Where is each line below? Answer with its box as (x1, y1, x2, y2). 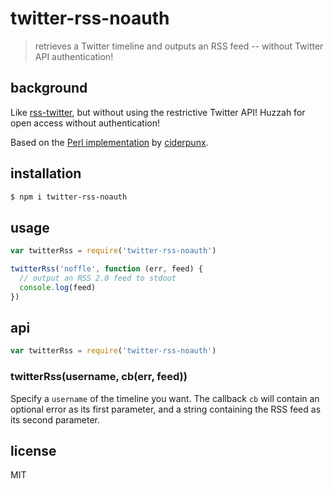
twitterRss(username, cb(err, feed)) (10, 370, 188, 384)
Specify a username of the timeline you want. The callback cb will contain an (10, 392, 320, 404)
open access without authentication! (10, 117, 161, 129)
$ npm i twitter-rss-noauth (10, 192, 128, 202)
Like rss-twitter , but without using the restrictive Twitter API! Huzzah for (10, 106, 306, 118)
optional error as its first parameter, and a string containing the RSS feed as (10, 403, 322, 415)
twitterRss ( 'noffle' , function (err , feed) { (10, 264, 203, 274)
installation (10, 165, 82, 182)
